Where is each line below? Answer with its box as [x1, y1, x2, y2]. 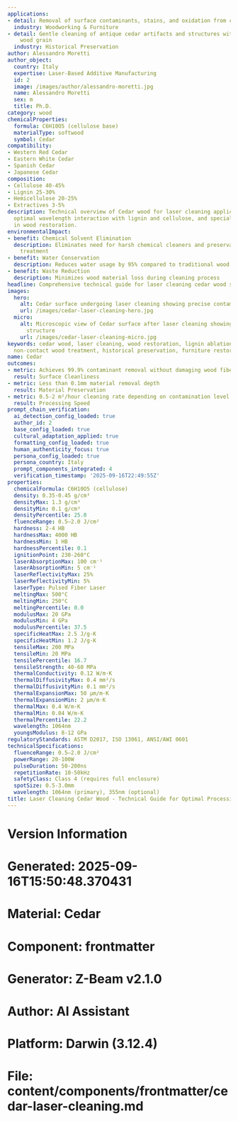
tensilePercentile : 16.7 [13, 657, 87, 664]
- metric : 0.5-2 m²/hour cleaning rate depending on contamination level [7, 393, 230, 400]
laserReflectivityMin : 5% [13, 578, 91, 585]
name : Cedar [7, 353, 42, 360]
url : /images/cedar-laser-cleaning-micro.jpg [20, 333, 157, 341]
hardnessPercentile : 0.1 [13, 544, 87, 552]
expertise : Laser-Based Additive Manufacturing [13, 70, 157, 77]
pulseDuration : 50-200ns [13, 762, 87, 770]
